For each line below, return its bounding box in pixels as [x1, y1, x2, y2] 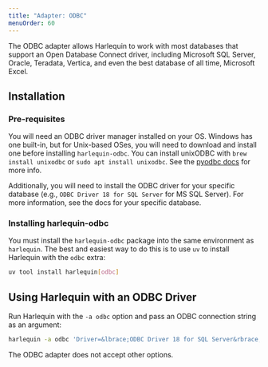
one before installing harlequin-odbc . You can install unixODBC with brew [8, 148, 247, 158]
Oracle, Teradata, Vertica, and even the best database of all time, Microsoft [8, 57, 255, 68]
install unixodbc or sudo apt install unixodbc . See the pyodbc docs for [8, 157, 251, 167]
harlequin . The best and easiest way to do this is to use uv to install [8, 244, 230, 254]
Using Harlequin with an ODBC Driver [8, 290, 197, 304]
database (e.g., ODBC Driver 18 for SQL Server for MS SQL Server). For [8, 189, 244, 199]
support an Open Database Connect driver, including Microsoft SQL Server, [8, 49, 256, 59]
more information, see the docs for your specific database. [8, 198, 202, 207]
